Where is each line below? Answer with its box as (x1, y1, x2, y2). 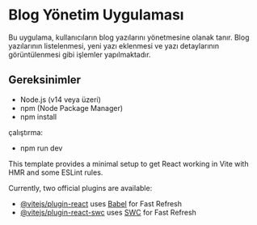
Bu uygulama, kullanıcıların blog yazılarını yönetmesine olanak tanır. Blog (8, 32, 250, 42)
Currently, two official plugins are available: (8, 183, 153, 193)
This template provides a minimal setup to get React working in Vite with (8, 159, 249, 168)
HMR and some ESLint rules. (8, 168, 103, 177)
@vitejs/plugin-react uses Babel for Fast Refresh (19, 198, 183, 208)
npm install (19, 112, 57, 121)
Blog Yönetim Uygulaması (8, 6, 184, 24)
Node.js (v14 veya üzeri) (19, 95, 101, 104)
